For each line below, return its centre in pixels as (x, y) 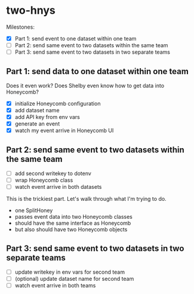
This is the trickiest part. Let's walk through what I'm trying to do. (86, 199)
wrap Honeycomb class (44, 180)
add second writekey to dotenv (53, 173)
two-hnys (31, 10)
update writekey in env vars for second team (70, 272)
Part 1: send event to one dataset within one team (76, 38)
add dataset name (37, 110)
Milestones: (20, 27)
